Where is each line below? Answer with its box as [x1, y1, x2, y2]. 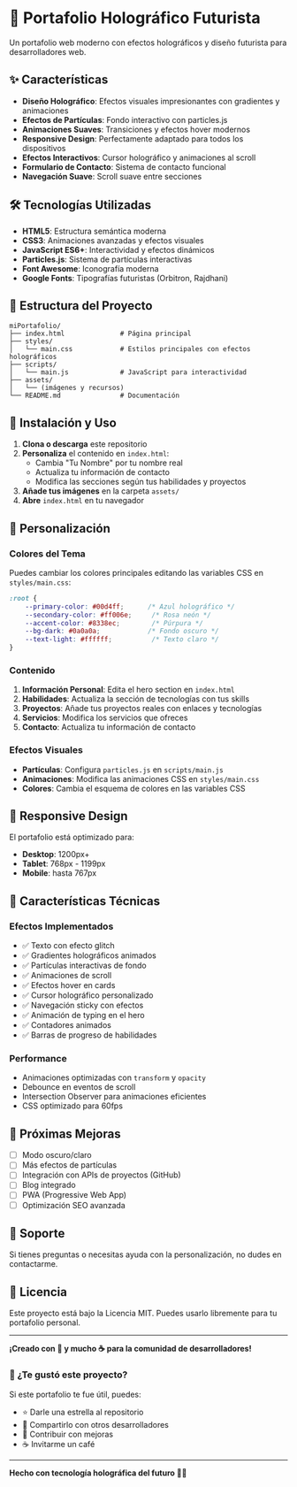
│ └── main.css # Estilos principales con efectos [9, 345, 251, 354]
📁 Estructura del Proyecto [9, 298, 153, 313]
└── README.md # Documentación [9, 391, 179, 401]
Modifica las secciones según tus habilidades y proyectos [34, 477, 247, 487]
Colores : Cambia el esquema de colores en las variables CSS [21, 783, 246, 793]
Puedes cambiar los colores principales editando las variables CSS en [9, 567, 263, 578]
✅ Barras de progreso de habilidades [21, 1030, 157, 1040]
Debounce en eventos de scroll [21, 1082, 136, 1092]
